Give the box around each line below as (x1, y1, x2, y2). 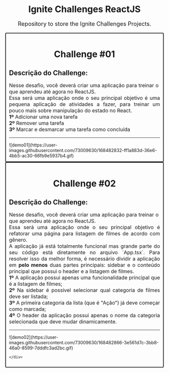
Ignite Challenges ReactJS (28, 4, 141, 15)
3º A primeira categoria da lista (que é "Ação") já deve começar (9, 299, 160, 306)
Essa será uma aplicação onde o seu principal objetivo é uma (9, 94, 160, 101)
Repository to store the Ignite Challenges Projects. (17, 20, 152, 27)
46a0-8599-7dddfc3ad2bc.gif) (9, 345, 73, 351)
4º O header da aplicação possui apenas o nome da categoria (9, 312, 160, 319)
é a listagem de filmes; (9, 280, 63, 287)
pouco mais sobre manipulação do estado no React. (9, 107, 132, 114)
